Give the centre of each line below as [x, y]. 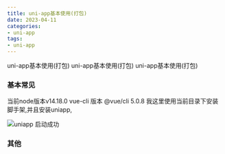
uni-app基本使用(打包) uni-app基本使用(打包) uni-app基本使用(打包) [103, 65]
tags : [15, 39]
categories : [24, 26]
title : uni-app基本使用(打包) [47, 13]
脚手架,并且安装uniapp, [40, 110]
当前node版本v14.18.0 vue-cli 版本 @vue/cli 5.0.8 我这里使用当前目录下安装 [113, 101]
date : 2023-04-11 [32, 20]
